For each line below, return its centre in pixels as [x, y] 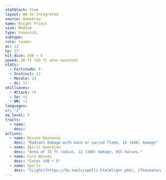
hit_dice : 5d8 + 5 [24, 55]
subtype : [14, 37]
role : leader [19, 42]
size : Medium [19, 28]
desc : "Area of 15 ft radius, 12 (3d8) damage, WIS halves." [78, 152]
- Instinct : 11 [25, 74]
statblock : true [22, 10]
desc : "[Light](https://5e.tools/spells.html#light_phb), [75, 170]
